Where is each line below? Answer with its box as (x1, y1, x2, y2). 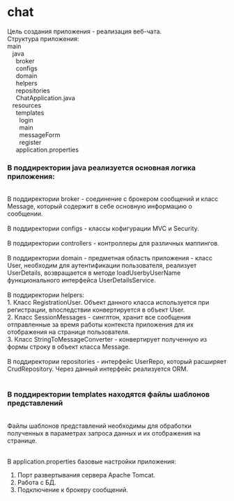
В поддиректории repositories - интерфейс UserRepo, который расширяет (7, 358, 227, 366)
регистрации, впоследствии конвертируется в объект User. (7, 305, 185, 314)
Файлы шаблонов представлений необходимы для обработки (7, 422, 192, 430)
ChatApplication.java (15, 93, 75, 102)
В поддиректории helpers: (7, 291, 85, 299)
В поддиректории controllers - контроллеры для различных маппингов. (7, 239, 219, 248)
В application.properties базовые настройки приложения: (7, 457, 176, 466)
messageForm (19, 130, 61, 139)
